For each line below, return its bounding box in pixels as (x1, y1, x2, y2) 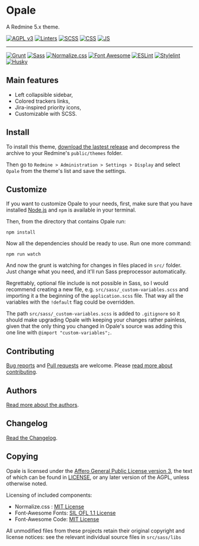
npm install (6, 229, 36, 235)
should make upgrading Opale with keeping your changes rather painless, (6, 316, 187, 324)
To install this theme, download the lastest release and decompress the (6, 143, 180, 150)
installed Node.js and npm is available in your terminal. (6, 206, 136, 214)
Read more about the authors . (6, 402, 79, 408)
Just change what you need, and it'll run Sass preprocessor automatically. (6, 268, 187, 275)
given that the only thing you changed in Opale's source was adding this (6, 323, 182, 330)
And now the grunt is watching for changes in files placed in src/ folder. (6, 262, 182, 269)
